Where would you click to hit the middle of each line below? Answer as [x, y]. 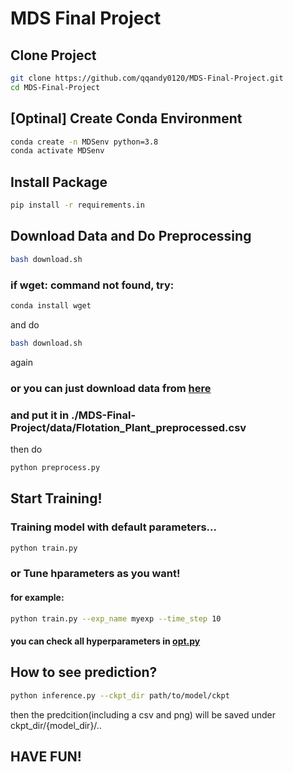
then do [26, 449]
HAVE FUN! [46, 757]
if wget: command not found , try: [92, 285]
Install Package [59, 182]
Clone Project [53, 55]
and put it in [40, 415]
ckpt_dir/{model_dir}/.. [56, 725]
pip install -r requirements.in [77, 205]
